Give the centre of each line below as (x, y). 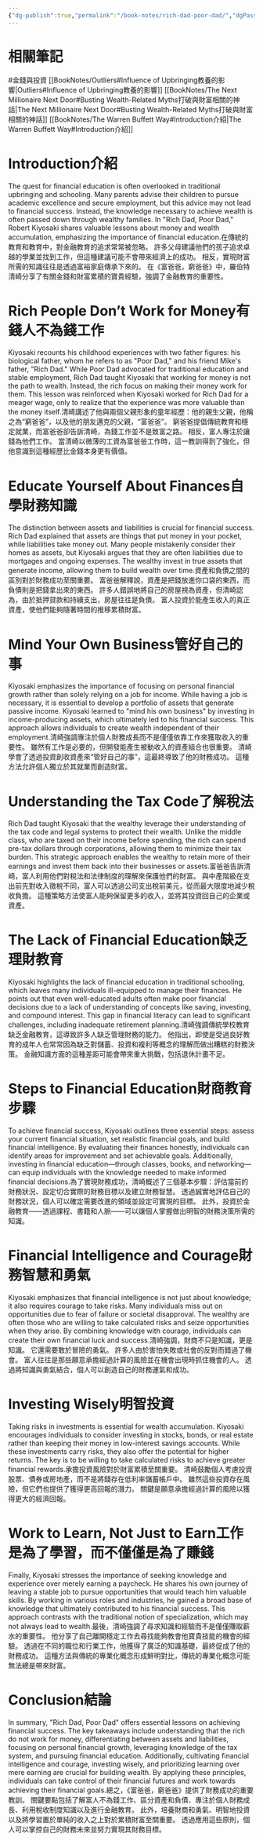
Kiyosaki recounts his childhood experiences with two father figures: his (124, 352)
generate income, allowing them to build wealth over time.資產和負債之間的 (129, 571)
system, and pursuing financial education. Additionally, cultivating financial (128, 1755)
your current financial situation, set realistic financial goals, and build (119, 1139)
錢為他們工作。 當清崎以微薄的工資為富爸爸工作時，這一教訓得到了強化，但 (129, 441)
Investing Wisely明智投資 (91, 1404)
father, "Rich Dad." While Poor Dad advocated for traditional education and (128, 369)
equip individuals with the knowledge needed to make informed (124, 1173)
